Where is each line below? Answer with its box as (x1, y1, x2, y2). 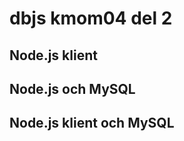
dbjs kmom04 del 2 (9, 7, 173, 30)
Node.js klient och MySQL (9, 115, 175, 132)
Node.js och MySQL (9, 80, 136, 97)
